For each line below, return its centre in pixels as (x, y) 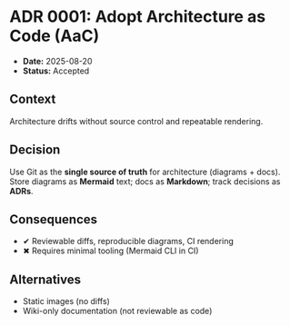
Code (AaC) (55, 36)
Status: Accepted (56, 71)
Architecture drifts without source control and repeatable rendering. (136, 121)
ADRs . (21, 191)
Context (33, 99)
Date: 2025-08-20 (57, 61)
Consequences (54, 219)
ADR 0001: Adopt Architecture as (138, 17)
